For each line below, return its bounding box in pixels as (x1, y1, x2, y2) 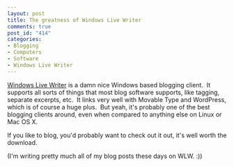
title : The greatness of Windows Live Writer (7, 17, 141, 24)
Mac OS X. (7, 117, 38, 125)
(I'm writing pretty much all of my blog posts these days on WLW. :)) (7, 152, 203, 160)
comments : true (7, 23, 52, 30)
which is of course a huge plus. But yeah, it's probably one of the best (7, 103, 210, 111)
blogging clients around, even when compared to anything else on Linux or (7, 110, 222, 118)
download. (7, 138, 38, 146)
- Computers (7, 49, 42, 56)
